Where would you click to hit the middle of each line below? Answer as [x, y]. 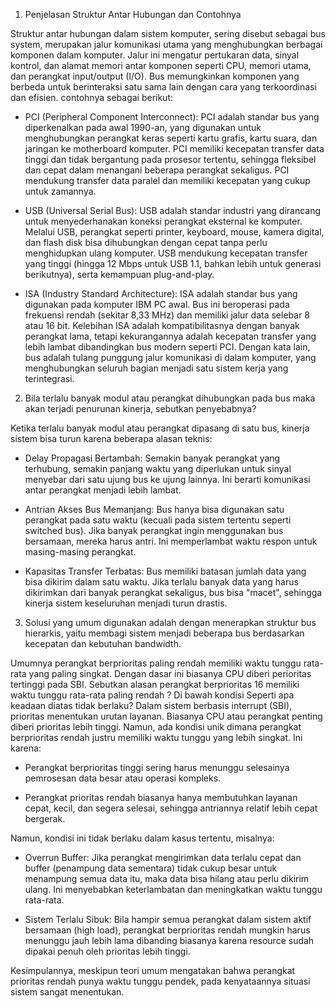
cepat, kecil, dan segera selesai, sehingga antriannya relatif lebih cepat [171, 808]
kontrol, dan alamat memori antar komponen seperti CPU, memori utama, [161, 65]
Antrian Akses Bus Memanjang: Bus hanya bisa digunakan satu [154, 509]
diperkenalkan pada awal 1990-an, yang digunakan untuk [143, 127]
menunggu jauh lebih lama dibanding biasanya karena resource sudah [169, 940]
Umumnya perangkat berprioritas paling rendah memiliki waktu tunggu [156, 663]
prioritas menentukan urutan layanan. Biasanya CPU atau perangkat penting [166, 716]
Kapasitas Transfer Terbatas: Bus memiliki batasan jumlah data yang [165, 571]
